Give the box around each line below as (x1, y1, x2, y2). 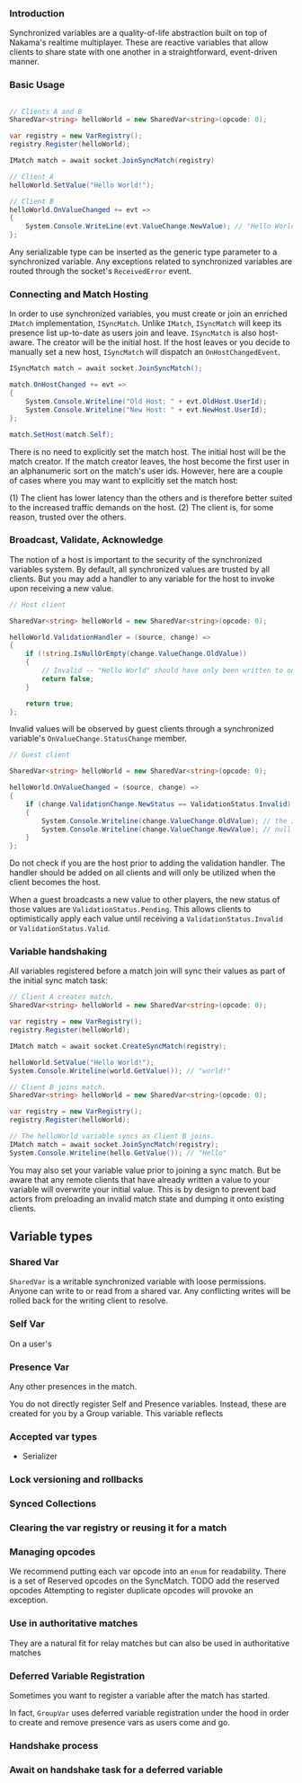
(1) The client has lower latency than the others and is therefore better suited (9, 492, 293, 503)
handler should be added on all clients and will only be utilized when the (9, 867, 276, 878)
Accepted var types (9, 1430, 98, 1442)
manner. (9, 57, 40, 67)
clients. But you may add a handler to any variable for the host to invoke (9, 573, 275, 584)
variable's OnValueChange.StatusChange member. (9, 733, 187, 744)
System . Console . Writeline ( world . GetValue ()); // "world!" (9, 1066, 231, 1076)
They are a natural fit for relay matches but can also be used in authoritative (9, 1637, 290, 1648)
